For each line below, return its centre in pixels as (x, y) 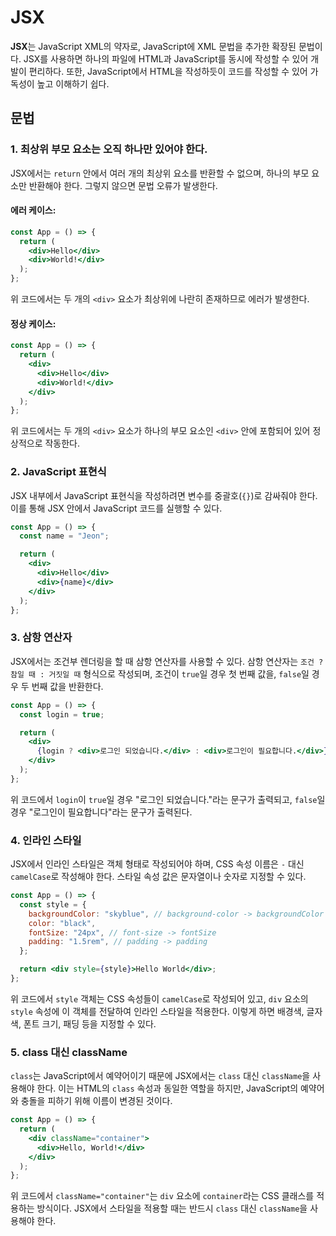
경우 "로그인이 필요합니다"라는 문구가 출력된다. (101, 812)
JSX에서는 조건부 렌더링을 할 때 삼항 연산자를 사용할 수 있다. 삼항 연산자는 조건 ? (167, 661)
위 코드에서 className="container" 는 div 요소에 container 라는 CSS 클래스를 (162, 1196)
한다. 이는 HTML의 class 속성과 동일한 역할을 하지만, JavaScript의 (167, 1088)
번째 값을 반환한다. (67, 686)
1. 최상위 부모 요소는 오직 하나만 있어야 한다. (109, 149)
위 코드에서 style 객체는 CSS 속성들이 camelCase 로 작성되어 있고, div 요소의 (159, 998)
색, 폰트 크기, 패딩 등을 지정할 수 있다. (83, 1023)
